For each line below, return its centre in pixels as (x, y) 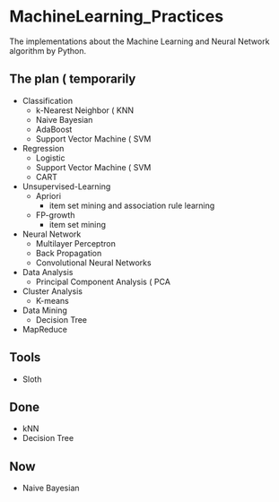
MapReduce (44, 329)
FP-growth (55, 215)
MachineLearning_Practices (117, 17)
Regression (43, 148)
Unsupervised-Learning (66, 186)
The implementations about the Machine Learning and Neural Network (139, 41)
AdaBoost (54, 129)
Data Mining (44, 310)
